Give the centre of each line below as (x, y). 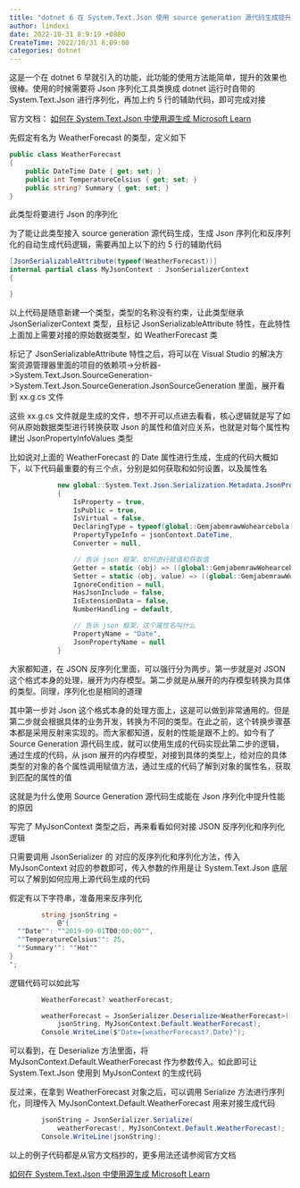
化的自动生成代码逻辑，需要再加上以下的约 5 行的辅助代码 (116, 244)
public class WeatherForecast (66, 155)
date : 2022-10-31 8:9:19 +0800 (67, 34)
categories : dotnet (46, 51)
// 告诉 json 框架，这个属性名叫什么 (134, 626)
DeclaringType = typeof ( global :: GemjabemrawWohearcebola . (183, 527)
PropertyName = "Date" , (117, 634)
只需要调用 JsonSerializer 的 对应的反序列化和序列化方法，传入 (125, 856)
